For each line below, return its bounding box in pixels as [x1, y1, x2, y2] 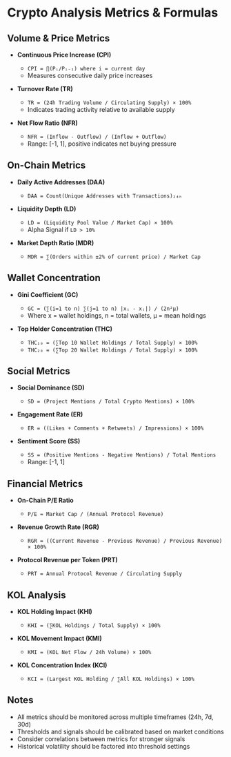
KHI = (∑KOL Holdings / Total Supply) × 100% [27, 622, 161, 629]
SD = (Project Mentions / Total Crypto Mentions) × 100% [27, 399, 195, 405]
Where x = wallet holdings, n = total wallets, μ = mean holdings [27, 311, 207, 319]
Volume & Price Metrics [7, 32, 110, 44]
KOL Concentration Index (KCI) [17, 661, 108, 669]
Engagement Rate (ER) [17, 410, 83, 419]
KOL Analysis [7, 589, 66, 601]
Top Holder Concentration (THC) [17, 325, 112, 333]
